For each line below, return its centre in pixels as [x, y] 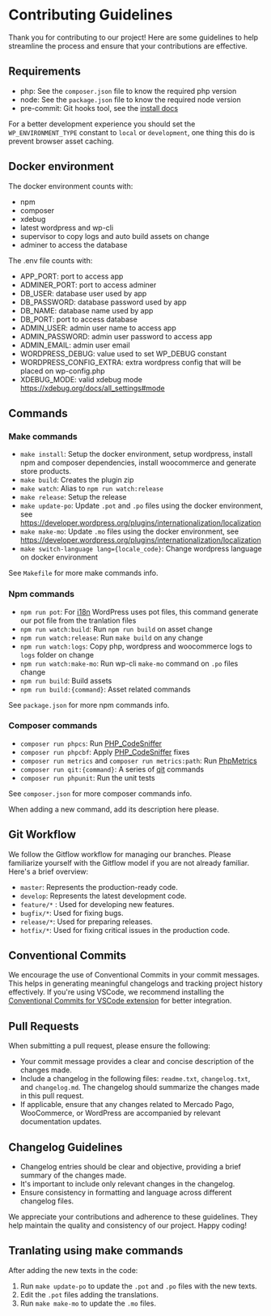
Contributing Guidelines [91, 15]
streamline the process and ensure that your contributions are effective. [128, 45]
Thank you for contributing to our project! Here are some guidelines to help [133, 37]
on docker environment [59, 557]
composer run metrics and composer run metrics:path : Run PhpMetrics [138, 760]
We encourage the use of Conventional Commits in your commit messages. [134, 975]
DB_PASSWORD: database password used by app [103, 302]
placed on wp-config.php [62, 371]
